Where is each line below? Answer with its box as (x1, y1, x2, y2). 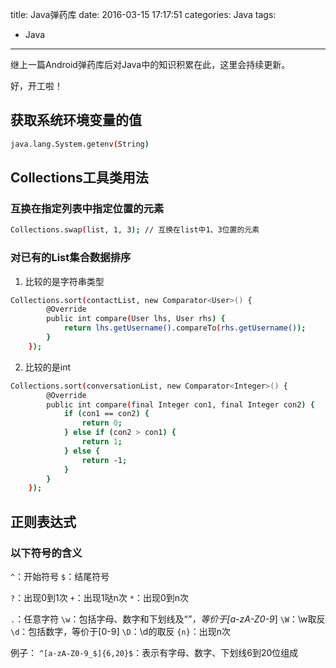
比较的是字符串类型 (24, 275, 105, 287)
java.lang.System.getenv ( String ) (10, 139, 150, 149)
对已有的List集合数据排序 (10, 251, 132, 265)
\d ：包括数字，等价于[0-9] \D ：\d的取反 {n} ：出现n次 (10, 625, 232, 637)
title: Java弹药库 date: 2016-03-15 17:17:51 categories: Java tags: (10, 9, 277, 20)
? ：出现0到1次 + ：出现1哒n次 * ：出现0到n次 (10, 591, 189, 603)
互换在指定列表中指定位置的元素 (10, 202, 165, 215)
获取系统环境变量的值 (10, 112, 142, 129)
